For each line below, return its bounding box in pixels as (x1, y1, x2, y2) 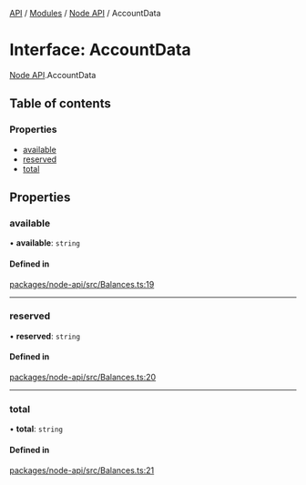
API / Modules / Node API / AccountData (9, 8, 161, 18)
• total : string (9, 423, 64, 435)
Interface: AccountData (9, 40, 191, 60)
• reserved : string (9, 330, 80, 341)
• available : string (9, 237, 80, 248)
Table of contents (9, 96, 111, 112)
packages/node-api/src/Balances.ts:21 (9, 464, 155, 476)
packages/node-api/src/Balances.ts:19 (9, 278, 155, 289)
